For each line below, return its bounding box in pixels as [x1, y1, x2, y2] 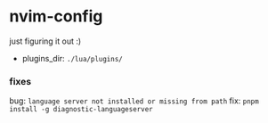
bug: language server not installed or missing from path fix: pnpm [9, 95, 260, 106]
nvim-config [9, 6, 103, 27]
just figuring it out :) [9, 36, 82, 46]
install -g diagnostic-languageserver [9, 105, 153, 114]
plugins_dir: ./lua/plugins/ [21, 53, 123, 63]
